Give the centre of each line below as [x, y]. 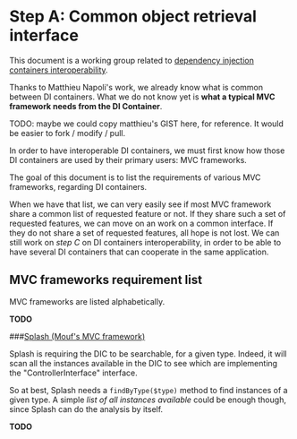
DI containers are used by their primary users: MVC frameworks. [128, 159]
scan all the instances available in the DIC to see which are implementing [144, 363]
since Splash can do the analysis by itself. [86, 409]
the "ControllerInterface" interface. [73, 373]
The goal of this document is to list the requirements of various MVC [135, 177]
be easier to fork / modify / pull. [68, 133]
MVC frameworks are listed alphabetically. [87, 301]
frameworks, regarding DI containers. [78, 186]
